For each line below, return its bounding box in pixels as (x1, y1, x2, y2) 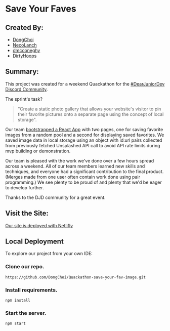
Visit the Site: (5, 209, 49, 218)
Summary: (5, 67, 39, 76)
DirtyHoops (12, 53, 37, 59)
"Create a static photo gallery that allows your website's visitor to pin (17, 106, 161, 112)
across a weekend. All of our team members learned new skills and (5, 163, 145, 169)
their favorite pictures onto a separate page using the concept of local (17, 111, 164, 117)
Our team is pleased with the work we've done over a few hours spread (5, 157, 154, 163)
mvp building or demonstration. (5, 148, 71, 154)
